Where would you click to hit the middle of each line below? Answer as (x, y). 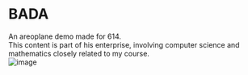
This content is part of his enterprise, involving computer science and (124, 44)
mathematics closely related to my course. (79, 53)
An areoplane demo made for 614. (65, 36)
